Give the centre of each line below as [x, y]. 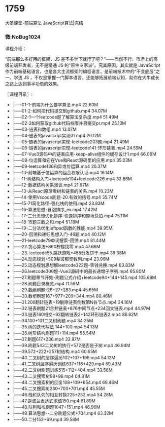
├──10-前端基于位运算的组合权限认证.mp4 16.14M [63, 173]
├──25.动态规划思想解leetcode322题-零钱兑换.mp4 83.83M [73, 265]
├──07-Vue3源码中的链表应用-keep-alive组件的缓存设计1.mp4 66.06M [84, 154]
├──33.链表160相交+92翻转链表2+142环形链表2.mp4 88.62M [75, 314]
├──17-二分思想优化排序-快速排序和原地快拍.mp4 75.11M [70, 216]
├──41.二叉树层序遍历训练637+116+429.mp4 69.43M [67, 364]
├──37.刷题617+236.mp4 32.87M [46, 339]
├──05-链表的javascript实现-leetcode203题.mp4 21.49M [70, 142]
